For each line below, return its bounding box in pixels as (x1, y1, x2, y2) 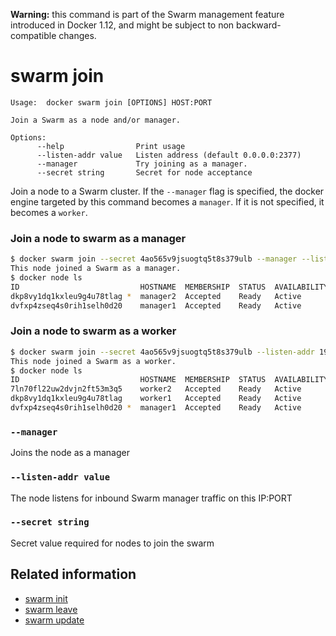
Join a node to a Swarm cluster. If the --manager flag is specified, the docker (10, 185, 325, 197)
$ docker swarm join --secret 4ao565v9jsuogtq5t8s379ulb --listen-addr (10, 347, 315, 357)
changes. (58, 30, 97, 41)
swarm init (24, 592, 68, 604)
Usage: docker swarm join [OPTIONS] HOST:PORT (10, 97, 213, 108)
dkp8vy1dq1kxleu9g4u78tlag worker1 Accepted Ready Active (10, 394, 302, 404)
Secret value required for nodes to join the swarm (10, 537, 215, 549)
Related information (10, 566, 137, 583)
